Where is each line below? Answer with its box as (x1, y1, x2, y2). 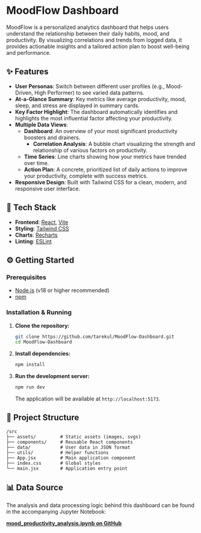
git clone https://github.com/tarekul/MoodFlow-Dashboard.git (14, 334, 175, 340)
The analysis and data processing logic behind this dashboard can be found (6, 501, 194, 509)
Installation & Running (6, 308, 72, 317)
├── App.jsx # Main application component (6, 455, 136, 461)
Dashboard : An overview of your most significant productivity (23, 127, 178, 134)
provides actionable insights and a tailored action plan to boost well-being (6, 43, 190, 50)
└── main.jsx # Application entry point (6, 465, 128, 472)
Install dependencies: (14, 350, 71, 357)
